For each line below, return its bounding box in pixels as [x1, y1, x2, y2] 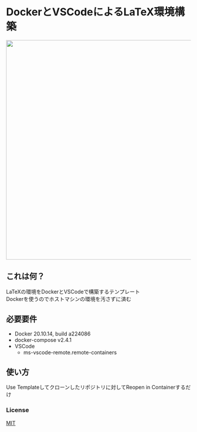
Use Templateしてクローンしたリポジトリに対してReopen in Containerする [6, 384, 186, 391]
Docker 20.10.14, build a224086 [14, 330, 91, 337]
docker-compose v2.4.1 [14, 336, 72, 343]
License [6, 406, 29, 414]
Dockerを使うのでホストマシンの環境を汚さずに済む [6, 295, 132, 302]
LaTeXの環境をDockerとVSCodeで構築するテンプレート [6, 288, 140, 295]
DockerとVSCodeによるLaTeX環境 [6, 5, 175, 19]
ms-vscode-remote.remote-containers [23, 349, 117, 356]
